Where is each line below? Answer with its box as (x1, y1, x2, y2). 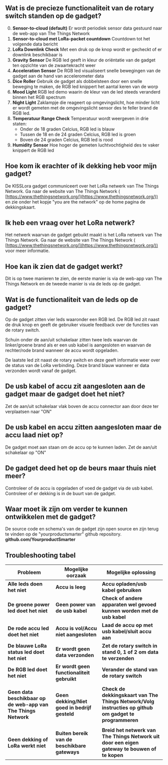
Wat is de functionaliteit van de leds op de (5, 295, 138, 304)
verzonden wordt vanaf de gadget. (5, 367, 77, 374)
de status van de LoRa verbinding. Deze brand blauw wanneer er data (5, 362, 149, 368)
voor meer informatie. (5, 247, 50, 254)
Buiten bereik (55, 730, 88, 737)
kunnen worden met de (101, 607, 158, 614)
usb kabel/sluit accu (101, 628, 151, 635)
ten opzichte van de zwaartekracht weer (12, 62, 96, 68)
